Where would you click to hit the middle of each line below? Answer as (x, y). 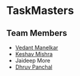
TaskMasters (40, 11)
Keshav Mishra (34, 54)
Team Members (37, 33)
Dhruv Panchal (34, 67)
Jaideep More (33, 60)
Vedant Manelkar (37, 47)
